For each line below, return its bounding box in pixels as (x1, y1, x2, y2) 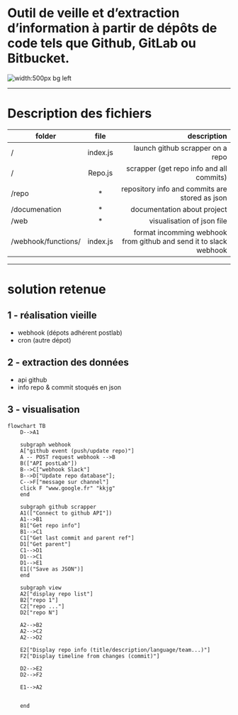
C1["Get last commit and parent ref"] (20, 534, 135, 542)
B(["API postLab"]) (20, 460, 78, 467)
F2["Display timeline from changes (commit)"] (20, 652, 160, 660)
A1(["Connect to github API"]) (20, 510, 113, 517)
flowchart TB (7, 422, 46, 429)
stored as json (180, 193, 227, 203)
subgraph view (20, 584, 62, 591)
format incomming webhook (133, 227, 227, 237)
